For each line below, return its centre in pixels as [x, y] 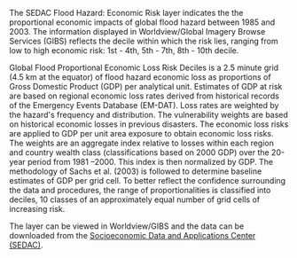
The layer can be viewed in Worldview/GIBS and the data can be [127, 226]
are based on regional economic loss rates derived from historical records [144, 96]
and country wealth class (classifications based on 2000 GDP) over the [139, 152]
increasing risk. [37, 209]
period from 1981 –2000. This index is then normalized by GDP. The [150, 162]
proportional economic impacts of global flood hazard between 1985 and [142, 22]
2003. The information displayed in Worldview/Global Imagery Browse [137, 31]
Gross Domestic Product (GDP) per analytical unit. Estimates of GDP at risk [146, 86]
